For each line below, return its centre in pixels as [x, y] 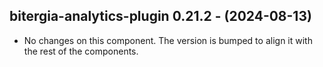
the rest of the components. [81, 51]
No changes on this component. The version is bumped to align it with [168, 40]
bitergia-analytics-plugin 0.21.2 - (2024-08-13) [160, 16]
